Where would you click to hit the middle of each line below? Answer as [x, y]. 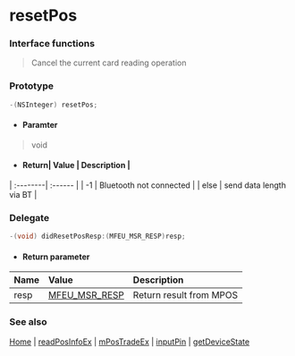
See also [28, 322]
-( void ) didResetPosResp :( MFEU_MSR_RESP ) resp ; [97, 237]
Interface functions [52, 44]
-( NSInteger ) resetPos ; [54, 105]
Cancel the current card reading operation [109, 63]
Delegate [29, 217]
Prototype [32, 86]
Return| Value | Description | [76, 165]
